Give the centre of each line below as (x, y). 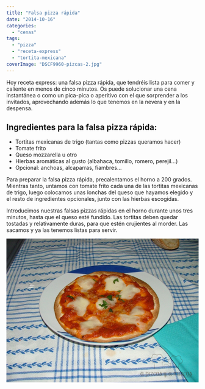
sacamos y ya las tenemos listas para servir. (62, 230)
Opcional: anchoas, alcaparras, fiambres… (68, 168)
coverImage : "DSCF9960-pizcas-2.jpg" (54, 64)
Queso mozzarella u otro (46, 155)
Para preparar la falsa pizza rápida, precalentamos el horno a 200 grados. (99, 180)
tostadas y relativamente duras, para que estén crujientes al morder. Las (97, 224)
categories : (21, 26)
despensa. (20, 108)
